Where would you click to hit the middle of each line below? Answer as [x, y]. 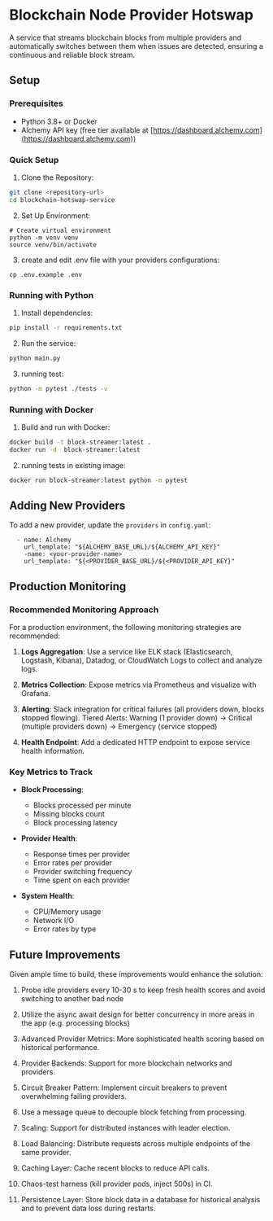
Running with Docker [52, 409]
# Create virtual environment [61, 230]
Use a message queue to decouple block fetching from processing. [134, 1112]
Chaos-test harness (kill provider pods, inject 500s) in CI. [117, 1184]
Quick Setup [34, 160]
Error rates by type [65, 929]
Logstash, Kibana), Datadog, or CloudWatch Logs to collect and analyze [141, 660]
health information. [52, 751]
